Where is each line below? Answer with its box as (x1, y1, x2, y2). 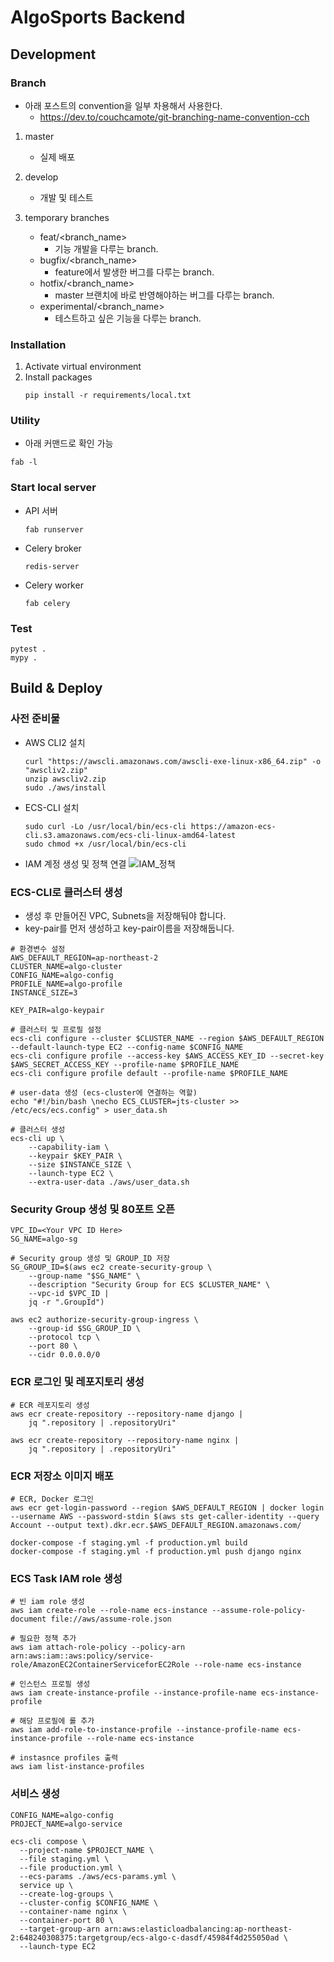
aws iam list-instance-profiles (10, 1762, 145, 1772)
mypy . (10, 653, 38, 663)
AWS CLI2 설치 (24, 736, 86, 748)
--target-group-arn (19, 1924, 101, 1934)
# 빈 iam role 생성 (10, 1597, 85, 1607)
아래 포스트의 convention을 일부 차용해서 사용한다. (24, 99, 223, 111)
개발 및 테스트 (39, 191, 94, 203)
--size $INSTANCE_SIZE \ (28, 1160, 132, 1170)
